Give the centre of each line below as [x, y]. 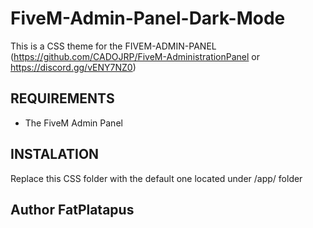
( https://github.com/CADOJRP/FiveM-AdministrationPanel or [135, 56]
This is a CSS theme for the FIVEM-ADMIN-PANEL [113, 46]
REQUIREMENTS [62, 98]
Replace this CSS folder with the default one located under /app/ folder [156, 178]
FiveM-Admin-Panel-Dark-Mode [148, 18]
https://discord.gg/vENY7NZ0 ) [73, 67]
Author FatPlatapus [72, 209]
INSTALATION [55, 154]
